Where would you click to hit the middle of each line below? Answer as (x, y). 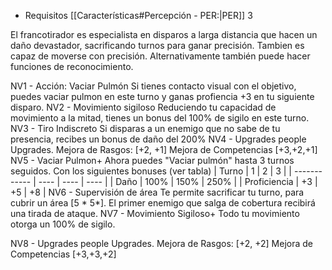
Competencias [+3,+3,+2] (63, 254)
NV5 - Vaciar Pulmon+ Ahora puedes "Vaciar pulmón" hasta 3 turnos (152, 160)
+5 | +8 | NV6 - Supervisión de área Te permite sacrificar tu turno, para (157, 192)
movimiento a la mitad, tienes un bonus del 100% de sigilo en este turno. (160, 118)
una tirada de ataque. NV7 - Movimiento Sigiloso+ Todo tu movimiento (155, 213)
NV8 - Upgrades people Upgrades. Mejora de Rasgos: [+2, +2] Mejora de (161, 243)
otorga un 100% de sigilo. (63, 224)
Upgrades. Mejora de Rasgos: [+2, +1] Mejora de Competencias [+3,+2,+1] (164, 149)
